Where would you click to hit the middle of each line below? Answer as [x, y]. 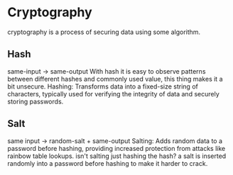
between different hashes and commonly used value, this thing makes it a [115, 79]
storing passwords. [36, 101]
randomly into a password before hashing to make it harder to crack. [108, 163]
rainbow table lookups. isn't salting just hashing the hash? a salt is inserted [117, 156]
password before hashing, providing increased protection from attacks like [116, 148]
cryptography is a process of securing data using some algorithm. [104, 32]
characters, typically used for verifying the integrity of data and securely [114, 94]
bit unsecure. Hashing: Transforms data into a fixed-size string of [103, 86]
